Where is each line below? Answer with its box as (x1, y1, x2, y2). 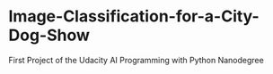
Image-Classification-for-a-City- (8, 6, 260, 27)
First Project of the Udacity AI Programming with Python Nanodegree (8, 54, 264, 65)
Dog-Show (8, 25, 91, 45)
